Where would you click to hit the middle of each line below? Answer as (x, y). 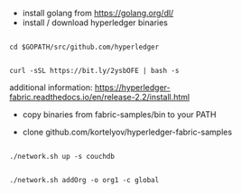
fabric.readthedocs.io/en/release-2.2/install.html (100, 97)
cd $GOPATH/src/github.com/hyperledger (84, 47)
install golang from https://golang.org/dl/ (98, 13)
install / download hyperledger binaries (95, 23)
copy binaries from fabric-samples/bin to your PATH (119, 115)
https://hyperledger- (132, 88)
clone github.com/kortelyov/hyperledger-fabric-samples (127, 132)
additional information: (51, 88)
